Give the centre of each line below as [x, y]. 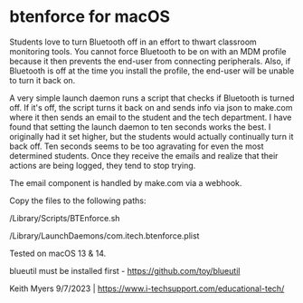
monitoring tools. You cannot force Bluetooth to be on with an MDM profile [148, 51]
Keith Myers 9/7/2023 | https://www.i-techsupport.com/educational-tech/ [147, 288]
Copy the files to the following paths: [78, 200]
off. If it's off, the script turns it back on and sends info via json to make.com [151, 107]
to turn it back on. [43, 80]
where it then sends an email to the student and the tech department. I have [151, 117]
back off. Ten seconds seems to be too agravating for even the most [137, 146]
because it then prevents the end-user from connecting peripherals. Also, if [150, 61]
